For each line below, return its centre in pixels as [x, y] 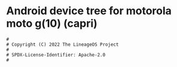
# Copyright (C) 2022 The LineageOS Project [62, 44]
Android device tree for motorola [89, 11]
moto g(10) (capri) [52, 23]
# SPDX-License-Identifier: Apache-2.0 [56, 55]
